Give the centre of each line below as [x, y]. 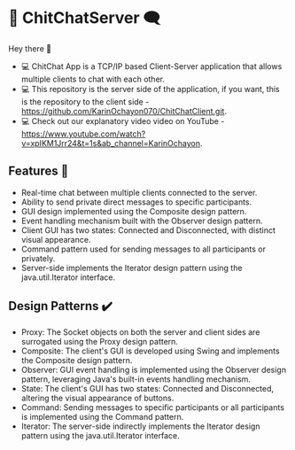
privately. [38, 258]
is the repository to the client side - [85, 101]
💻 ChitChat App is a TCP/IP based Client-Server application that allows [151, 66]
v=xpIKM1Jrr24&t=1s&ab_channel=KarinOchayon [111, 143]
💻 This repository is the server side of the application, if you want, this [150, 89]
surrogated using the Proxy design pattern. [100, 341]
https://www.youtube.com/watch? [83, 134]
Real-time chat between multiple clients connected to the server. [139, 192]
